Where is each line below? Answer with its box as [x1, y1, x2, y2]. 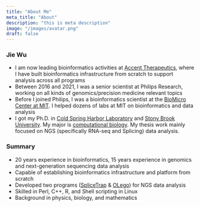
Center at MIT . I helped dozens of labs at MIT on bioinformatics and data [14, 102, 194, 109]
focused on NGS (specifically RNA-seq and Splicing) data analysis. [14, 128, 180, 135]
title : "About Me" [6, 8, 52, 15]
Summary [6, 143, 36, 151]
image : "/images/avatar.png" [6, 25, 79, 32]
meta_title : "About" [6, 14, 58, 20]
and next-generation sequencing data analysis [14, 162, 130, 169]
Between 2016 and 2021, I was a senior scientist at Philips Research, [14, 83, 183, 90]
